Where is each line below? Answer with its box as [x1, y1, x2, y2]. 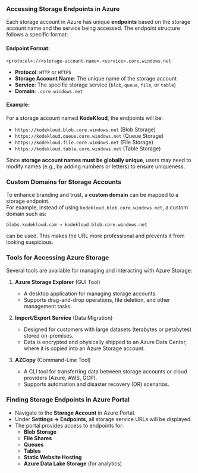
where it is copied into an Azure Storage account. [23, 345, 145, 352]
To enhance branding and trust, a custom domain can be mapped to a [6, 191, 179, 198]
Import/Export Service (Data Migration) [14, 314, 113, 321]
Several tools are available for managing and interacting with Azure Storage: [6, 267, 193, 274]
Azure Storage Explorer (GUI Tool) [14, 279, 100, 286]
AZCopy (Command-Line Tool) [14, 357, 91, 364]
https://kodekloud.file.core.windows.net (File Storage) [14, 138, 153, 146]
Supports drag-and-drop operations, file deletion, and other [23, 296, 171, 304]
